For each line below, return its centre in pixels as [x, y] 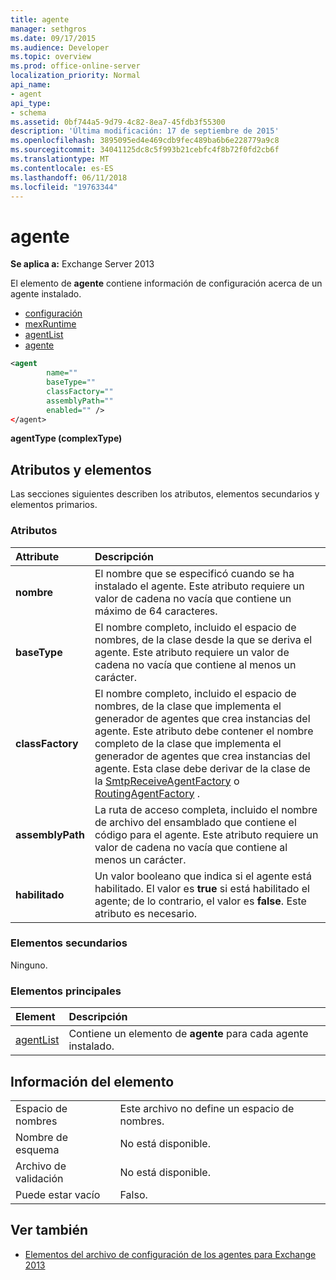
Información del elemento [92, 1081]
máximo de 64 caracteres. [156, 611]
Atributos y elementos [81, 469]
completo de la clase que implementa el [188, 743]
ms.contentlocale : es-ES [62, 168]
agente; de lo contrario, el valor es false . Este [200, 901]
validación [39, 1178]
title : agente [40, 19]
